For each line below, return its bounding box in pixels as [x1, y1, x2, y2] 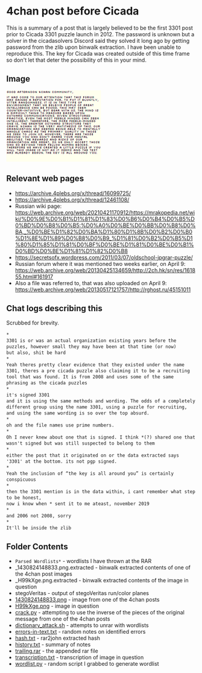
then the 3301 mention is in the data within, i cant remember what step [6, 489, 196, 495]
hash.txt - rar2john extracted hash [14, 634, 101, 642]
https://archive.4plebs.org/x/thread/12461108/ [14, 196, 130, 203]
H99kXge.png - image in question [14, 602, 99, 610]
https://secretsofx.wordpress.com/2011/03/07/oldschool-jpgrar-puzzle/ [14, 254, 193, 261]
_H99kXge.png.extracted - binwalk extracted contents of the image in [14, 577, 189, 584]
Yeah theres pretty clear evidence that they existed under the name [6, 362, 185, 368]
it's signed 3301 [6, 392, 50, 398]
